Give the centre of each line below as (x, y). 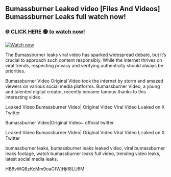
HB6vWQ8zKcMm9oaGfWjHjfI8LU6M (45, 169)
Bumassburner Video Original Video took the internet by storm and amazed (84, 81)
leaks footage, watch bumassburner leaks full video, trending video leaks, (83, 154)
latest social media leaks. (32, 159)
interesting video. (24, 97)
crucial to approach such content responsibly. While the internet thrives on (84, 60)
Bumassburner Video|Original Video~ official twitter (59, 122)
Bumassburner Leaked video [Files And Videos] (83, 9)
